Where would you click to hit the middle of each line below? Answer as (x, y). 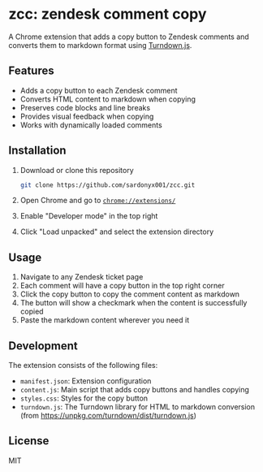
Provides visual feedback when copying (87, 116)
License (29, 441)
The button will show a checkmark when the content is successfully (134, 303)
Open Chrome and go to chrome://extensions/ (98, 201)
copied (32, 312)
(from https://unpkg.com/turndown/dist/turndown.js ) (108, 416)
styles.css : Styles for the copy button (84, 398)
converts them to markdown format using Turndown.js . (100, 45)
